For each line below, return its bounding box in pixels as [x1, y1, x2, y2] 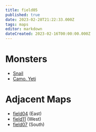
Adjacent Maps [5, 94, 71, 105]
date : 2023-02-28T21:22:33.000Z [5, 17, 74, 22]
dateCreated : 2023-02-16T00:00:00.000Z [5, 31, 91, 36]
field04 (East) [12, 111, 42, 117]
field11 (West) [12, 116, 42, 122]
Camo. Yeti [12, 75, 36, 82]
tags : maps [5, 21, 29, 27]
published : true [5, 12, 40, 17]
